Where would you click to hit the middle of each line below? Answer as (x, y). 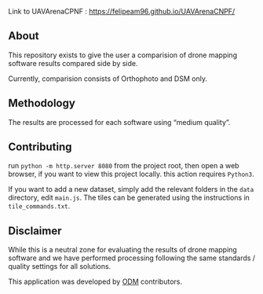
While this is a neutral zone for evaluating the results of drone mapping (122, 250)
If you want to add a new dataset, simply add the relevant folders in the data (131, 189)
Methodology (42, 103)
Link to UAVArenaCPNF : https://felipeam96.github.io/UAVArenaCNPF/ (122, 11)
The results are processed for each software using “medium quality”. (119, 122)
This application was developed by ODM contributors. (95, 281)
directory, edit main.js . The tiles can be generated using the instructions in (129, 198)
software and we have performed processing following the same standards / (132, 258)
